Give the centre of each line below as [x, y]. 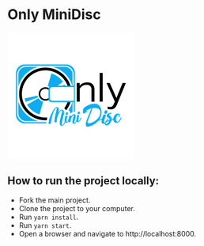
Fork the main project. [55, 200]
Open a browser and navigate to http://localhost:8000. [108, 233]
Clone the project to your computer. [77, 208]
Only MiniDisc [55, 15]
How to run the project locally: [83, 181]
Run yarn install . [49, 217]
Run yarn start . [45, 225]
